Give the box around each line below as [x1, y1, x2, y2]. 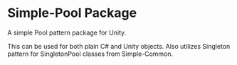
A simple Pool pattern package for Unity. [7, 28, 127, 37]
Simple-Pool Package [7, 5, 137, 21]
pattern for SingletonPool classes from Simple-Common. [7, 49, 174, 58]
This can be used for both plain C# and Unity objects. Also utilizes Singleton [7, 42, 231, 50]
